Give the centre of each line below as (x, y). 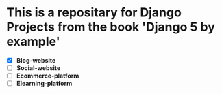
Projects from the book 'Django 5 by (111, 27)
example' (33, 42)
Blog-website (36, 60)
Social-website (38, 68)
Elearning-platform (44, 84)
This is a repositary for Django (94, 13)
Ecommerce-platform (48, 76)
